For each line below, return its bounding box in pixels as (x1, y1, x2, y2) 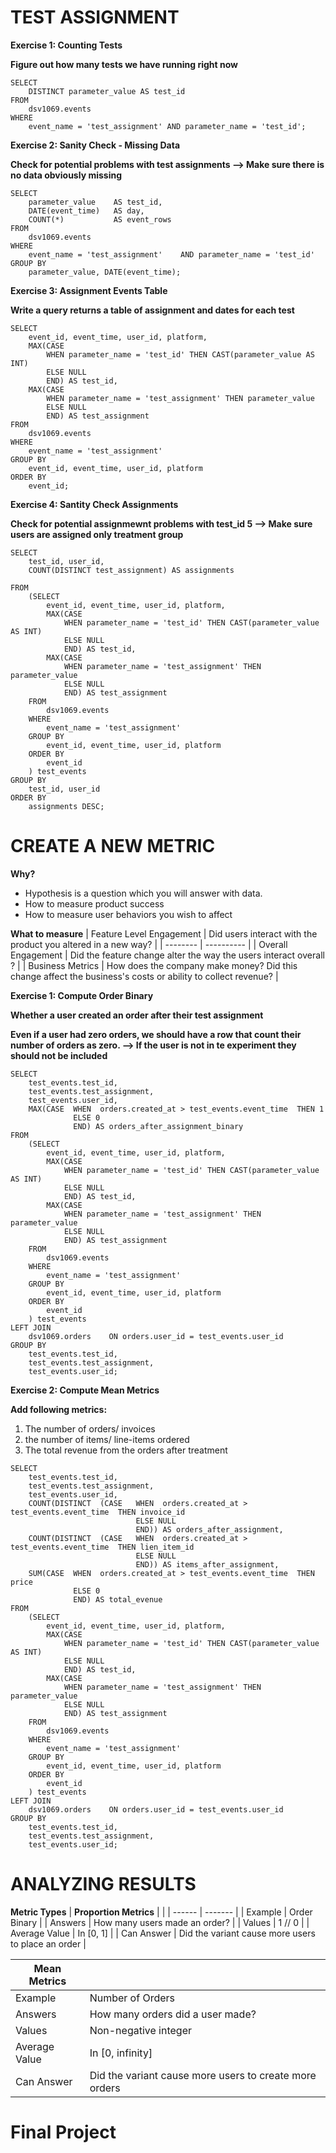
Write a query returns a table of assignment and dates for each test (10, 304, 295, 316)
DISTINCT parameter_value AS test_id (28, 86, 186, 96)
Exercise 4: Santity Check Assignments (10, 498, 179, 510)
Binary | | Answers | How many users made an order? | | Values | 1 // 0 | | (10, 1916, 310, 1928)
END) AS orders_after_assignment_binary (73, 1121, 244, 1131)
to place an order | (10, 1937, 87, 1950)
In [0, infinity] (89, 2046, 153, 2060)
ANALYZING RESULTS (10, 1873, 197, 1896)
